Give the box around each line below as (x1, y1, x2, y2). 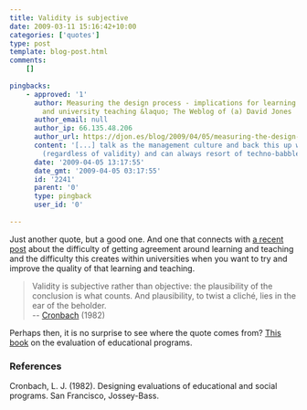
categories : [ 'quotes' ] (9, 30, 101, 39)
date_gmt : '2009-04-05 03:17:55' (33, 166, 162, 175)
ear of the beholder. (31, 300, 107, 310)
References (9, 360, 62, 373)
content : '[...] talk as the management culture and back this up (33, 141, 292, 150)
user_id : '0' (33, 200, 84, 210)
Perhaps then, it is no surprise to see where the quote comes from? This (9, 327, 281, 338)
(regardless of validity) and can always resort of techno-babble (42, 149, 301, 158)
